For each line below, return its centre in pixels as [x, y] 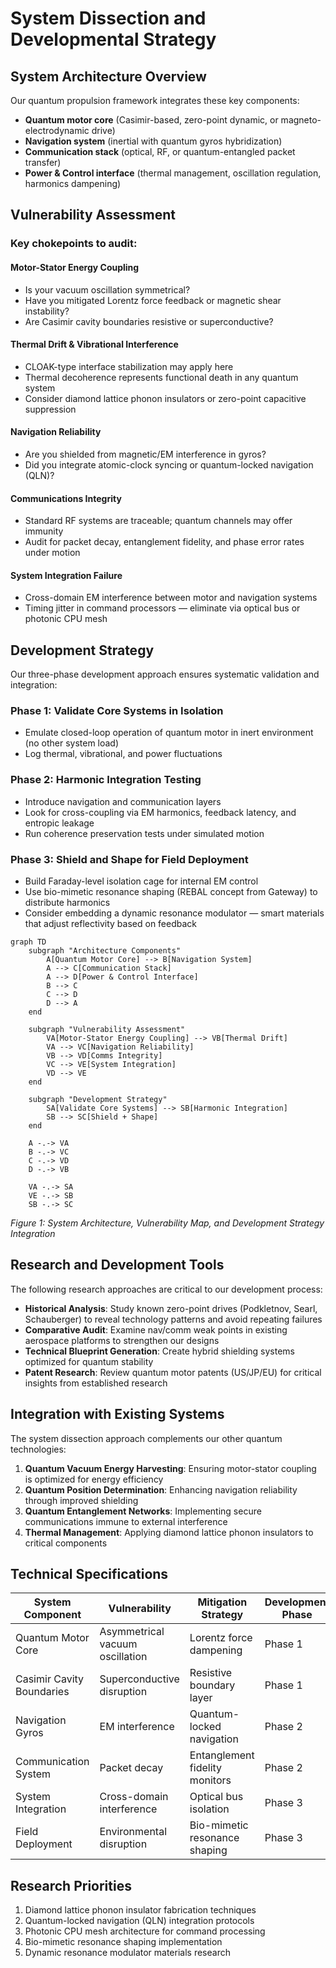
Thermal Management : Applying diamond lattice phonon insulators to [169, 1532]
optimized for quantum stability [89, 1361]
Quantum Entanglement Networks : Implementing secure [143, 1511]
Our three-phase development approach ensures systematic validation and [165, 674]
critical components [66, 1543]
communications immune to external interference [126, 1521]
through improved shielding [81, 1500]
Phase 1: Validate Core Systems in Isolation [117, 711]
